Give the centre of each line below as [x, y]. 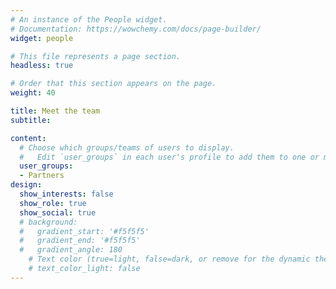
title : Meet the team [55, 111]
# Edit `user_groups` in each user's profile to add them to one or [169, 157]
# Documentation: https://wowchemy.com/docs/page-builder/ [136, 29]
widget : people [42, 38]
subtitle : [31, 120]
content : [28, 138]
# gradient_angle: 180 [71, 250]
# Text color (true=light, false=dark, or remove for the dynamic [169, 259]
